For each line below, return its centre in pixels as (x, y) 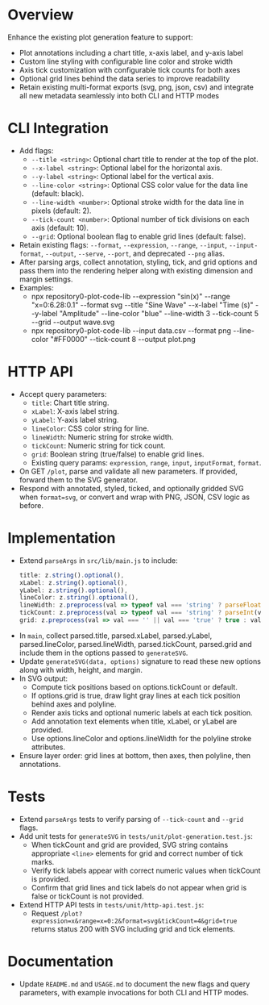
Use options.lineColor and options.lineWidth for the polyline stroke (141, 738)
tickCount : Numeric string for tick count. (98, 445)
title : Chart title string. (70, 402)
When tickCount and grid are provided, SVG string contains (130, 844)
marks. (43, 861)
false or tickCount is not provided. (87, 896)
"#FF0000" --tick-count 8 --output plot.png (123, 339)
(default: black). (58, 193)
